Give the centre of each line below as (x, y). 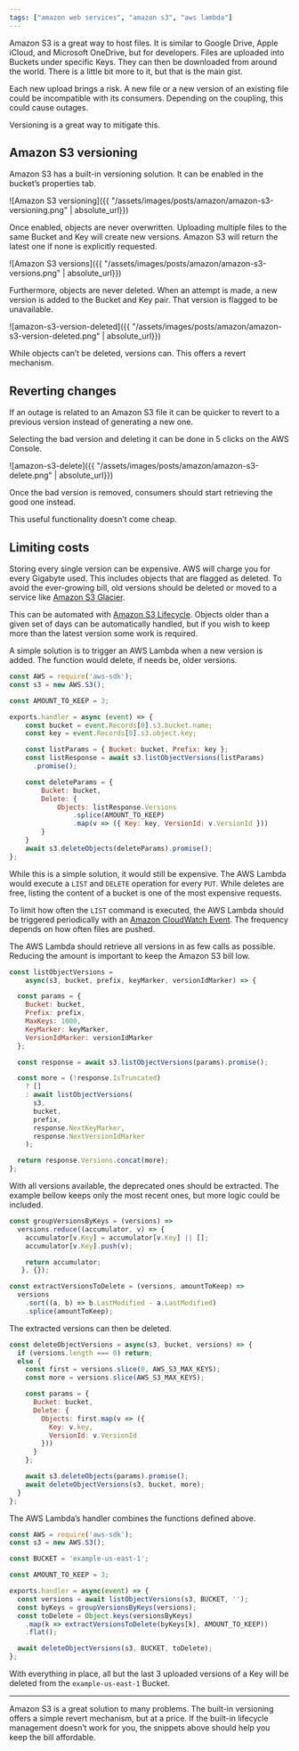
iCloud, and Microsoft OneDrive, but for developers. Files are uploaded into (147, 52)
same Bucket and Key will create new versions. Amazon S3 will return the (144, 237)
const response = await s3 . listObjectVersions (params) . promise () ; (143, 1062)
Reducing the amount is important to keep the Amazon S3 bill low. (130, 955)
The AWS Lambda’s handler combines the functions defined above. (133, 1518)
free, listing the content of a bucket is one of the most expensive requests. (145, 893)
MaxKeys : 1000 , (53, 1021)
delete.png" (31, 475)
